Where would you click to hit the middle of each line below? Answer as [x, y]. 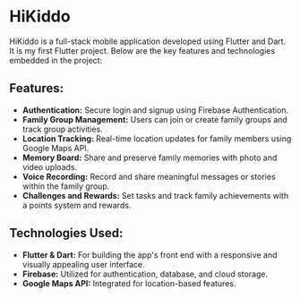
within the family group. [66, 186]
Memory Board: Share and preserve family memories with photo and [150, 158]
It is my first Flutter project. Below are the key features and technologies [142, 50]
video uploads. [50, 166]
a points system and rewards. [77, 205]
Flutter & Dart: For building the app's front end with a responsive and [150, 255]
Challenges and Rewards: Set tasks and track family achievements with [155, 195]
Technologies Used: [66, 233]
